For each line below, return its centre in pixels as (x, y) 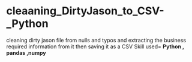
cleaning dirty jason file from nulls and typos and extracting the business (96, 40)
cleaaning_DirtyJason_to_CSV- (85, 11)
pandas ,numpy (26, 52)
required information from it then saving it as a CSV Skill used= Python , (95, 46)
